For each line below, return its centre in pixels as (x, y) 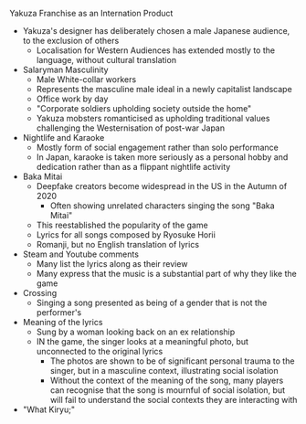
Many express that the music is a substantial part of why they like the (166, 274)
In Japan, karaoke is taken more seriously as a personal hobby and (162, 157)
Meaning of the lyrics (63, 322)
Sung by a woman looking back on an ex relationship (136, 332)
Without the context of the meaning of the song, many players (167, 380)
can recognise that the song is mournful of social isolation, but (168, 390)
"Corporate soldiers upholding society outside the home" (144, 108)
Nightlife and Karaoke (63, 138)
